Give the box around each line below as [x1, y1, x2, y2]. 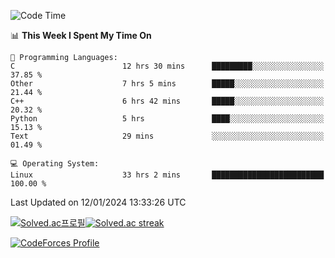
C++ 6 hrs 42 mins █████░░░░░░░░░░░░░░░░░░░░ [10, 96, 325, 106]
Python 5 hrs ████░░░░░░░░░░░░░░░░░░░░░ [10, 114, 325, 124]
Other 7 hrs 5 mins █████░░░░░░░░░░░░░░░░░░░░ [10, 79, 325, 89]
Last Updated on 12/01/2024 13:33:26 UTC [10, 196, 187, 208]
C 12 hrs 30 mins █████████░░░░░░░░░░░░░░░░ [10, 61, 325, 71]
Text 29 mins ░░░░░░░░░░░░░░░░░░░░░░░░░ [10, 131, 325, 141]
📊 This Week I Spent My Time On [10, 30, 152, 41]
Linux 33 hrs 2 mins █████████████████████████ [10, 170, 325, 180]
